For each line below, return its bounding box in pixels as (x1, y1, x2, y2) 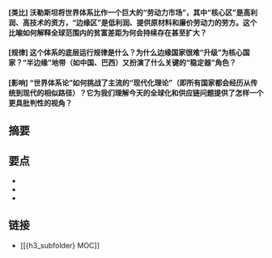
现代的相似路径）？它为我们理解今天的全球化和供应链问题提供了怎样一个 (22, 87, 264, 97)
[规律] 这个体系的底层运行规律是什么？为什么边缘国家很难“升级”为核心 (8, 48, 243, 57)
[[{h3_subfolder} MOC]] (19, 240, 100, 250)
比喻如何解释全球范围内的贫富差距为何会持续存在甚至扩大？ (8, 27, 207, 37)
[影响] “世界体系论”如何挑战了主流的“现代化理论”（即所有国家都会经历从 (8, 78, 251, 87)
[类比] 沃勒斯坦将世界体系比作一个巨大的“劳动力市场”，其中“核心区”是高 (8, 7, 251, 17)
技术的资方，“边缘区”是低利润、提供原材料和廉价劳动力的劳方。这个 (29, 17, 257, 27)
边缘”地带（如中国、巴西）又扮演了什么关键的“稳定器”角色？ (33, 57, 237, 68)
